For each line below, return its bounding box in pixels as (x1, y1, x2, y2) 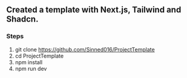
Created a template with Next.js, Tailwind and (6, 5, 182, 15)
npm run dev (15, 65, 47, 72)
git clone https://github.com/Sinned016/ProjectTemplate (15, 46, 156, 53)
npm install (15, 58, 43, 65)
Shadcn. (6, 14, 39, 25)
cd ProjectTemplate (15, 52, 64, 59)
